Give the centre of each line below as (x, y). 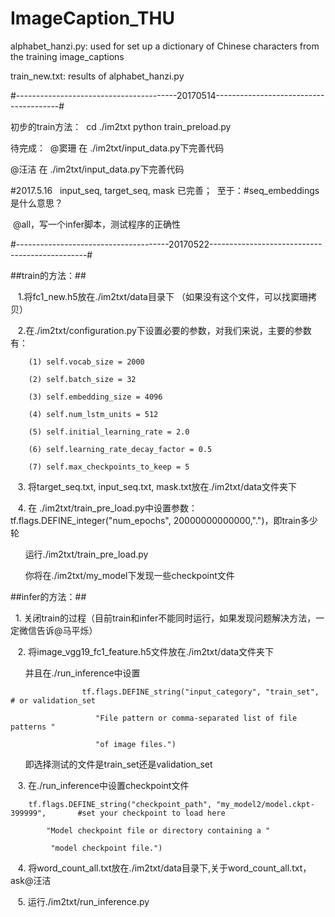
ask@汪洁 (31, 880)
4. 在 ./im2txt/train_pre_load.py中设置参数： (107, 508)
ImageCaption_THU (92, 18)
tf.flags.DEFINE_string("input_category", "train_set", (200, 692)
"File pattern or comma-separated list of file (196, 718)
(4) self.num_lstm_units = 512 (93, 414)
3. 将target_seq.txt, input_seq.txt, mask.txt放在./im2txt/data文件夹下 (157, 486)
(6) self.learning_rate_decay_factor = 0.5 (120, 449)
